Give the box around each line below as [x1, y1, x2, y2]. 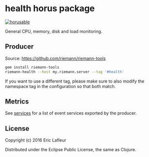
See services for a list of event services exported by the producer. [5, 110, 137, 116]
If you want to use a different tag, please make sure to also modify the [5, 78, 145, 84]
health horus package [5, 3, 95, 14]
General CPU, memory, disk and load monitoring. [5, 28, 103, 34]
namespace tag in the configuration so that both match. [5, 83, 116, 89]
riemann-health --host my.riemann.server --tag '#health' [5, 69, 124, 74]
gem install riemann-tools [5, 65, 60, 70]
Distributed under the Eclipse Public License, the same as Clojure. [5, 147, 136, 153]
